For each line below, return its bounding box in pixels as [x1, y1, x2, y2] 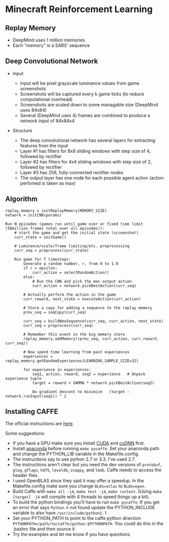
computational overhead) [20, 96, 73, 102]
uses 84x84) [20, 107, 47, 113]
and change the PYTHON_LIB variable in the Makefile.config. [12, 451, 140, 457]
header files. [12, 472, 39, 478]
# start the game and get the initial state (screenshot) [14, 230, 139, 235]
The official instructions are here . [5, 420, 74, 427]
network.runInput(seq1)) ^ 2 [5, 394, 67, 399]
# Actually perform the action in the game [23, 292, 116, 297]
